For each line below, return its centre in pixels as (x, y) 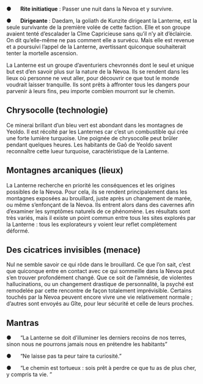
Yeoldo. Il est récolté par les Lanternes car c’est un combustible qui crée (97, 132)
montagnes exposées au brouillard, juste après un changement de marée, (99, 198)
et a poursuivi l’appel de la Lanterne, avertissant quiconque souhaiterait (96, 47)
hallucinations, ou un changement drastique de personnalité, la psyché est (100, 284)
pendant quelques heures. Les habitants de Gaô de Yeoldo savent (89, 145)
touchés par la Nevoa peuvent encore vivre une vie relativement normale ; (100, 297)
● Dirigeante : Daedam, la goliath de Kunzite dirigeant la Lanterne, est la (102, 21)
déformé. (18, 231)
